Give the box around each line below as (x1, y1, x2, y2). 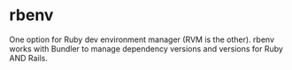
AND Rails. (9, 52, 49, 63)
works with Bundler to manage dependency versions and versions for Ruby (9, 43, 283, 53)
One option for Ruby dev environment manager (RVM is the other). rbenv (9, 34, 274, 45)
